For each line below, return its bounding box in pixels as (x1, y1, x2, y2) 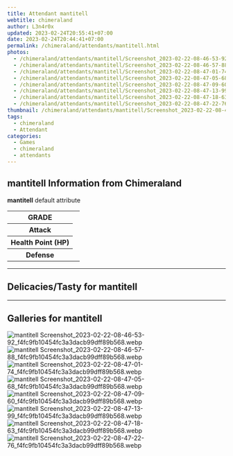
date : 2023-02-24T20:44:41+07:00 (7, 36, 104, 43)
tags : (7, 113, 23, 120)
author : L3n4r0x (7, 23, 54, 30)
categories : (7, 132, 42, 139)
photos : (7, 49, 30, 56)
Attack (28, 225, 52, 234)
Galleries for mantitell (7, 313, 103, 324)
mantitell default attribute (7, 195, 81, 204)
